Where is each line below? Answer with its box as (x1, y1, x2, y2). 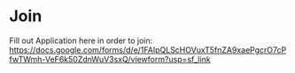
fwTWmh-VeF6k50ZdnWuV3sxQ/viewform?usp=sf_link (9, 54, 211, 64)
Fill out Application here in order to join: (9, 35, 153, 46)
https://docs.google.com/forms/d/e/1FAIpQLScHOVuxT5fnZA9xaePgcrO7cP (9, 44, 287, 55)
